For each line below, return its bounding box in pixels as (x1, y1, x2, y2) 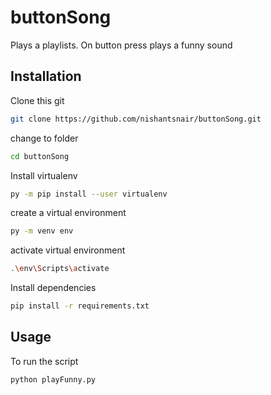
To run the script (10, 355, 79, 367)
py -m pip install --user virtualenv (10, 189, 168, 199)
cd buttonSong (10, 151, 70, 161)
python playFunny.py (10, 374, 97, 385)
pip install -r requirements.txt (10, 301, 150, 311)
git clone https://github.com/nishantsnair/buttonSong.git (10, 114, 262, 124)
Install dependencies (10, 282, 97, 294)
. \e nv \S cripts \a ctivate (10, 264, 110, 274)
